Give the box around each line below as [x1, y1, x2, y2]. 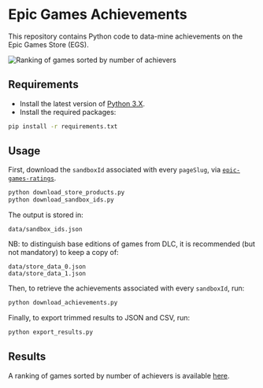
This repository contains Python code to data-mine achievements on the [8, 31, 243, 41]
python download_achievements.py [8, 299, 118, 307]
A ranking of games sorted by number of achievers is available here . [8, 371, 230, 380]
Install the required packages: [19, 107, 117, 116]
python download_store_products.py [8, 189, 125, 197]
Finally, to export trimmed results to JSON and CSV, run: [8, 313, 191, 323]
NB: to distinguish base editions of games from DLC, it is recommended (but [8, 239, 256, 249]
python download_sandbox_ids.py [8, 196, 114, 204]
